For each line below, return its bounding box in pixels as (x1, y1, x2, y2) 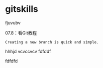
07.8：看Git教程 (5, 30, 37, 35)
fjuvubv (5, 20, 21, 26)
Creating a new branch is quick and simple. (5, 39, 99, 45)
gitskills (5, 3, 38, 15)
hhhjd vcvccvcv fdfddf (5, 48, 51, 54)
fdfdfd (5, 58, 18, 64)
